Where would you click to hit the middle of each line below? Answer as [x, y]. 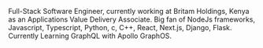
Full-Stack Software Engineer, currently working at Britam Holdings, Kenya [129, 11]
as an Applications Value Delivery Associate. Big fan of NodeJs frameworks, [132, 19]
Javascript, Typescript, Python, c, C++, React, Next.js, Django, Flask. [120, 27]
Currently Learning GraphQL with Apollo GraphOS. [90, 36]
